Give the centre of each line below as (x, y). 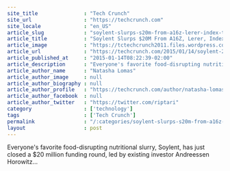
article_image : (47, 45)
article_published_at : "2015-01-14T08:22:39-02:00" (90, 58)
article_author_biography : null (55, 83)
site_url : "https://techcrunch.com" (86, 20)
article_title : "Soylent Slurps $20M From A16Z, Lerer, (107, 39)
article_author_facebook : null (55, 96)
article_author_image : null (55, 77)
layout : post (55, 128)
